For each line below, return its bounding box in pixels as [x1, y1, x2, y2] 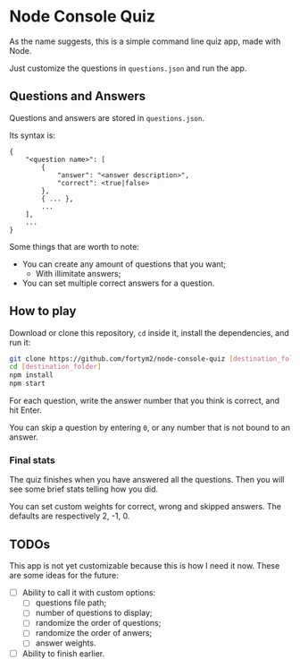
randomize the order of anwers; [35, 628, 153, 638]
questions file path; [35, 597, 107, 608]
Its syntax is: [9, 130, 56, 141]
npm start [9, 379, 46, 389]
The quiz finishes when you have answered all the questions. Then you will [9, 475, 285, 485]
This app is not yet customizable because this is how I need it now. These [9, 561, 280, 571]
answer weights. [35, 638, 96, 648]
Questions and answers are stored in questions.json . [9, 112, 205, 123]
